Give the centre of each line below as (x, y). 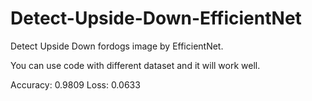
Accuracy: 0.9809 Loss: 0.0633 (75, 84)
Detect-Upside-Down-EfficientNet (156, 18)
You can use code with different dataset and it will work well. (135, 65)
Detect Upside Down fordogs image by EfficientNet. (117, 46)
